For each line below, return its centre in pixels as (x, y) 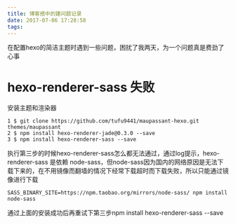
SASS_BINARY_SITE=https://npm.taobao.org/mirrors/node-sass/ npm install (118, 193)
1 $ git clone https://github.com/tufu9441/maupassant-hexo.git (103, 121)
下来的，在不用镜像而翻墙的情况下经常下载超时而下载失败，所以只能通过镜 (121, 171)
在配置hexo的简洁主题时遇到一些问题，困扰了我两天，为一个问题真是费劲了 (116, 48)
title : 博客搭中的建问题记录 (45, 14)
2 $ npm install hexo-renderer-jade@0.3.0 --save (81, 134)
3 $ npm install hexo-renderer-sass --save (72, 140)
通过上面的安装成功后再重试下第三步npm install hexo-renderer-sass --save (115, 213)
